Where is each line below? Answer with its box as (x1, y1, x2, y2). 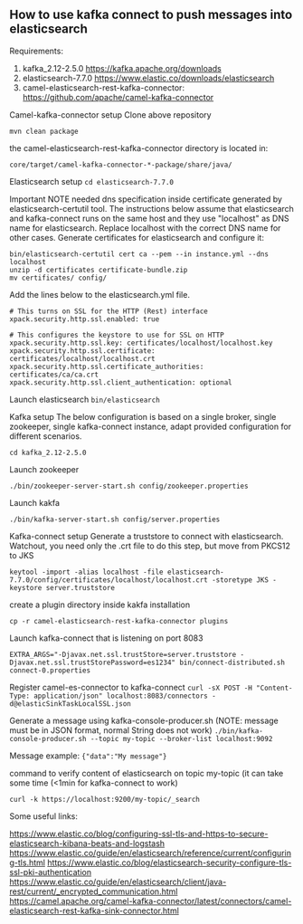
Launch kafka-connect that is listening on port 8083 (9, 633, 204, 643)
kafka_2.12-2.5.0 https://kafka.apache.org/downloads (22, 62, 222, 73)
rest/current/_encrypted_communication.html (9, 886, 178, 897)
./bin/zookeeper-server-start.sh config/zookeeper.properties (9, 481, 249, 491)
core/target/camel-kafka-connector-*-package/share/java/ (9, 160, 232, 169)
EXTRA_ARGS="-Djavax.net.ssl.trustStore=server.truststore (9, 650, 237, 659)
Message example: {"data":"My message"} (9, 750, 167, 761)
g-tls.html (9, 857, 45, 868)
